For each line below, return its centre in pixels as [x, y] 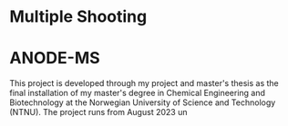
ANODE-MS [55, 58]
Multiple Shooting [78, 17]
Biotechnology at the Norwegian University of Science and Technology [143, 102]
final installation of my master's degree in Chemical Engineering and [138, 93]
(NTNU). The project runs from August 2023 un [98, 112]
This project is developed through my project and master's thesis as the [144, 83]
